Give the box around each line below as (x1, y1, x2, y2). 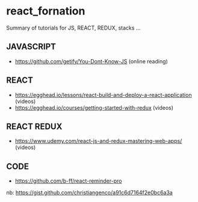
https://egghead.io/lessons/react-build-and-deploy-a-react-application (14, 91, 192, 98)
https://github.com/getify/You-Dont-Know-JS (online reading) (14, 57, 169, 65)
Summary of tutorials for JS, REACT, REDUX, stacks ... (6, 24, 141, 31)
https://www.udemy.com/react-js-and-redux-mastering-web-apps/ (14, 137, 182, 145)
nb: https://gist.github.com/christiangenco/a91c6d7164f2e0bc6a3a (6, 189, 173, 197)
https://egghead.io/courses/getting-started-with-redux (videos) (14, 104, 173, 111)
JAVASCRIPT (6, 42, 56, 52)
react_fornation (6, 4, 85, 18)
